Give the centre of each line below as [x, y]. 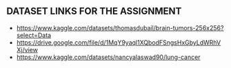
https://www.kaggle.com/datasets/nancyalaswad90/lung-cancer [108, 57]
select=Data [34, 35]
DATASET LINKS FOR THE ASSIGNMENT [94, 11]
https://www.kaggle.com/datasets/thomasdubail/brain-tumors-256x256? [120, 27]
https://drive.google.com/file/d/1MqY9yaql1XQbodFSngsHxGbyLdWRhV [119, 42]
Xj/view [27, 49]
